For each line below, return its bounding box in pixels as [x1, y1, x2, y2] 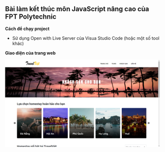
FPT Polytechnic [5, 13, 56, 21]
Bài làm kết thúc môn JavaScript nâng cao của [5, 5, 149, 13]
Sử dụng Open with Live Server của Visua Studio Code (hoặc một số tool [12, 35, 160, 41]
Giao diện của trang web [5, 50, 56, 56]
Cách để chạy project [5, 26, 50, 31]
